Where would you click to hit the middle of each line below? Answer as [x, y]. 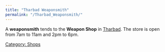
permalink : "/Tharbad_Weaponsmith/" [44, 15]
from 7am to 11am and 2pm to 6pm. [42, 34]
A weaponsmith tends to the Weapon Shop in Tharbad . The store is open [82, 29]
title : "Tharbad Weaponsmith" [37, 10]
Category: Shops [23, 44]
